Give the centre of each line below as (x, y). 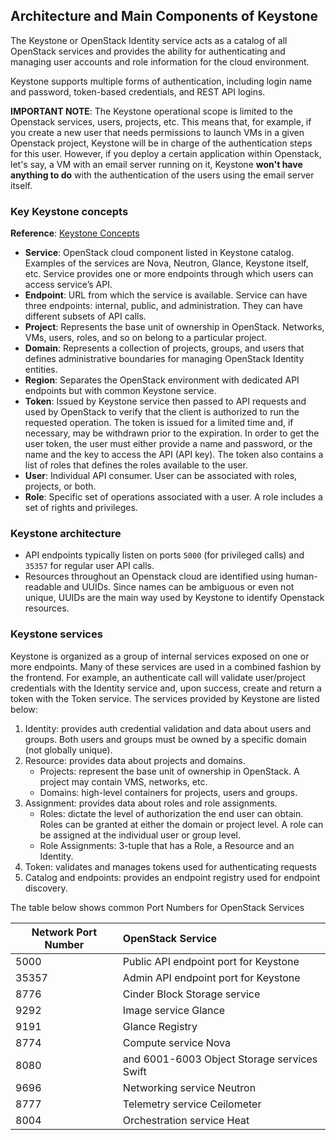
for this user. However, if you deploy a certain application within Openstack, (166, 153)
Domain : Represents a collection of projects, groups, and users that (164, 348)
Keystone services (56, 634)
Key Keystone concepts (69, 211)
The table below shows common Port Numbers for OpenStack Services (157, 907)
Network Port (64, 932)
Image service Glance (173, 1010)
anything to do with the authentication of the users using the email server (162, 175)
